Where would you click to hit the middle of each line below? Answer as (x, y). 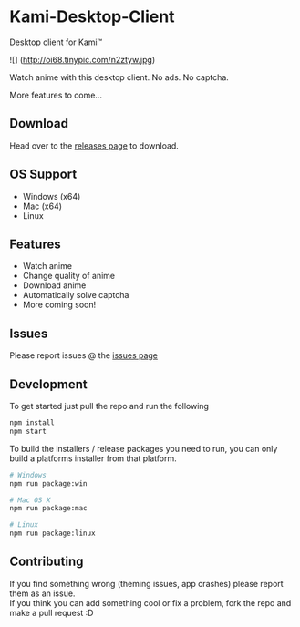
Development (49, 384)
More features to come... (56, 95)
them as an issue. (42, 593)
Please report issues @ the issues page (83, 355)
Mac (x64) (42, 206)
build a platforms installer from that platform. (93, 458)
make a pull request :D (52, 612)
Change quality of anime (69, 276)
